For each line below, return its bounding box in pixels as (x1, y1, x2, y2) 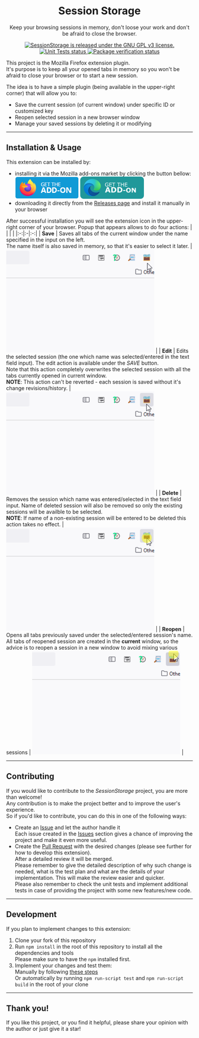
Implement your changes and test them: (14, 962, 113, 969)
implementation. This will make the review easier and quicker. (14, 874, 165, 881)
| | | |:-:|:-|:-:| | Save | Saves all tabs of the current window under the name (6, 230, 188, 237)
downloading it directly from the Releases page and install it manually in (14, 200, 190, 207)
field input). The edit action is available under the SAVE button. (6, 359, 159, 367)
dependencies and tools (14, 949, 74, 956)
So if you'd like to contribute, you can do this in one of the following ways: (6, 812, 187, 820)
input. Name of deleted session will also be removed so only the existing (6, 502, 182, 509)
